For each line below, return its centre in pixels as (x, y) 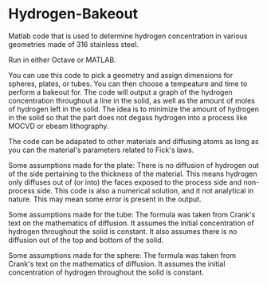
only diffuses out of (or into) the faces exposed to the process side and (125, 182)
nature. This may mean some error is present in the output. (105, 199)
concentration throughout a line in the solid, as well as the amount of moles (132, 100)
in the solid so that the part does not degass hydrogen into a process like (128, 117)
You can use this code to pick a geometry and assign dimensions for (121, 75)
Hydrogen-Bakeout (73, 14)
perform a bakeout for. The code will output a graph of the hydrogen (120, 92)
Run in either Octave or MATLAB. (63, 60)
